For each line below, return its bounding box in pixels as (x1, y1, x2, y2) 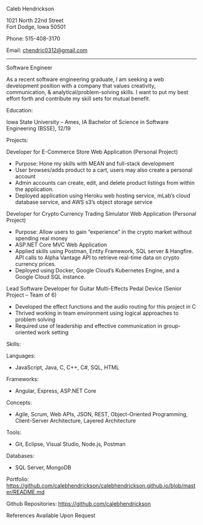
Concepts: (6, 399, 32, 406)
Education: (6, 107, 33, 114)
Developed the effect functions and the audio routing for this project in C (14, 303, 196, 310)
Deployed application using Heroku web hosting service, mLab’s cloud (14, 192, 190, 199)
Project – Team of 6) (6, 291, 57, 298)
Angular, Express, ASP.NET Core (14, 387, 97, 395)
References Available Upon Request (6, 512, 95, 519)
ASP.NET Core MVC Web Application (14, 241, 108, 248)
